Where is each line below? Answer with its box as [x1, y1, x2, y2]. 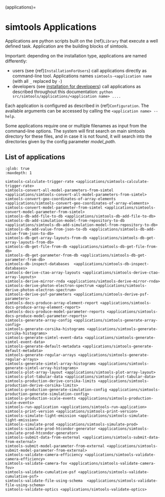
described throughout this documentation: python [12, 89, 113, 95]
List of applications [5, 153, 66, 162]
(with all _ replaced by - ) [12, 78, 63, 84]
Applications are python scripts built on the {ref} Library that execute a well [5, 38, 158, 44]
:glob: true [5, 166, 30, 171]
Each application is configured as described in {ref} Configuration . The [5, 103, 149, 109]
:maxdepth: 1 [5, 170, 32, 175]
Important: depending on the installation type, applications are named [5, 53, 147, 58]
